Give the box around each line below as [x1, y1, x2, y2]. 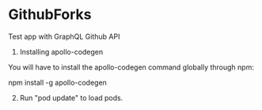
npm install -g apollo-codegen [8, 78, 107, 87]
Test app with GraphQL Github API [8, 32, 120, 41]
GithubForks [8, 6, 92, 24]
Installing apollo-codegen [19, 47, 104, 56]
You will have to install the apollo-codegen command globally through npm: [8, 62, 255, 72]
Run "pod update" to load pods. [19, 93, 123, 102]
